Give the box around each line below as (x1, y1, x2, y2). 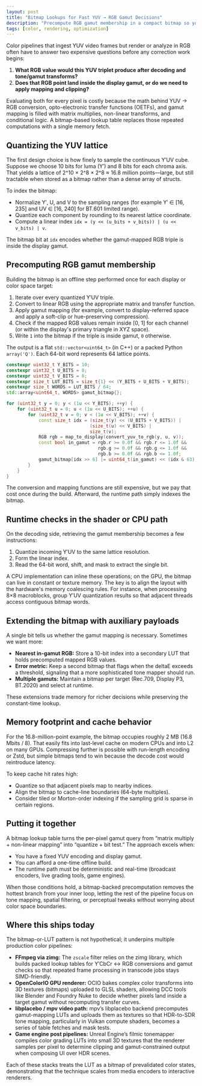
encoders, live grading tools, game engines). (14, 871, 126, 879)
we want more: (6, 638, 43, 645)
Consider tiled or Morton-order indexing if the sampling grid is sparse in (14, 794, 194, 802)
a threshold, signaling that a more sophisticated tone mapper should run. (14, 669, 195, 676)
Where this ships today (6, 920, 95, 930)
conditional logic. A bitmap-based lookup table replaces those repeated (6, 117, 184, 124)
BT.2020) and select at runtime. (14, 682, 94, 689)
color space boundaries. (6, 903, 67, 910)
